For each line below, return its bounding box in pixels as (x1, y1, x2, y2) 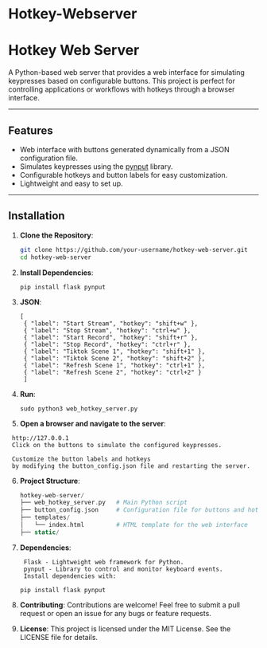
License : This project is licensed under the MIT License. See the (19, 623, 231, 634)
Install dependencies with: (23, 571, 117, 580)
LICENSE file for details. (19, 632, 98, 642)
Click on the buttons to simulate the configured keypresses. (11, 441, 222, 449)
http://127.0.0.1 (11, 434, 69, 442)
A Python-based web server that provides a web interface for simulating (8, 68, 245, 77)
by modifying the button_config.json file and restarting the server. (11, 461, 250, 470)
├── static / (19, 528, 60, 536)
